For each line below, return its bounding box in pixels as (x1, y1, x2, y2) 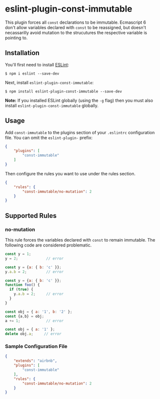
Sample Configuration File (5, 343, 68, 350)
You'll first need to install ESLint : (5, 61, 69, 67)
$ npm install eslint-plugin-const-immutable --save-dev (5, 89, 122, 94)
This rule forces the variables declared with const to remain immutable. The (5, 237, 156, 243)
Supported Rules (5, 212, 57, 220)
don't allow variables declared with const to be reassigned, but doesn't (5, 24, 146, 30)
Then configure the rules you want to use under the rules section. (5, 170, 136, 176)
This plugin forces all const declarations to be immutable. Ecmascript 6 (5, 19, 146, 25)
